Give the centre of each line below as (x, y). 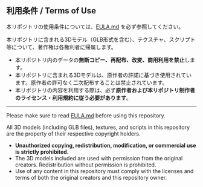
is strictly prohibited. (42, 152)
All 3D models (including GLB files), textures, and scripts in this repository (98, 127)
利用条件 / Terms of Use (51, 11)
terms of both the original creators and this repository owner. (91, 177)
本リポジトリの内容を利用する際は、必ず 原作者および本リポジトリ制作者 (105, 90)
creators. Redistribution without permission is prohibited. (85, 165)
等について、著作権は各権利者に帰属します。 (61, 47)
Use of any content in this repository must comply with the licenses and (104, 171)
